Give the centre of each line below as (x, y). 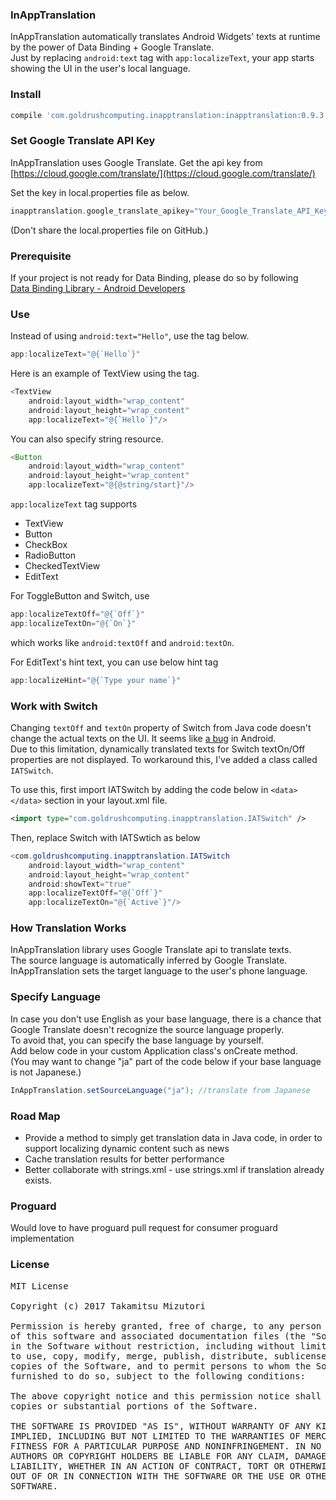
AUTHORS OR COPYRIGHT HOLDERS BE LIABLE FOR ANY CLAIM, (150, 1456)
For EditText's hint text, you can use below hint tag (114, 662)
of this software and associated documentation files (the (158, 1336)
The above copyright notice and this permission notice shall (166, 1396)
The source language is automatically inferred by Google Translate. (149, 960)
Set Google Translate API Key (83, 141)
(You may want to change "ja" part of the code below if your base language (166, 1061)
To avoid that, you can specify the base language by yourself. (137, 1040)
